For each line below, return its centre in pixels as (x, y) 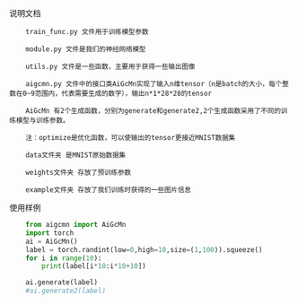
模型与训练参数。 (43, 120)
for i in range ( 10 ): (64, 258)
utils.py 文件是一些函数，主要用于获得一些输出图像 (110, 66)
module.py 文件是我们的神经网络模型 (86, 49)
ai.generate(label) (62, 282)
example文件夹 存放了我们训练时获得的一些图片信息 (108, 190)
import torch (50, 233)
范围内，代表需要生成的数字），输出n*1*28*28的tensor (123, 93)
